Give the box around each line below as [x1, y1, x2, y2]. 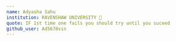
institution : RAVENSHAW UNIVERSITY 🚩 [6, 14, 102, 20]
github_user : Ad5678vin [6, 25, 67, 32]
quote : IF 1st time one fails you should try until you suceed [6, 20, 171, 26]
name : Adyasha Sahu [6, 8, 56, 15]
